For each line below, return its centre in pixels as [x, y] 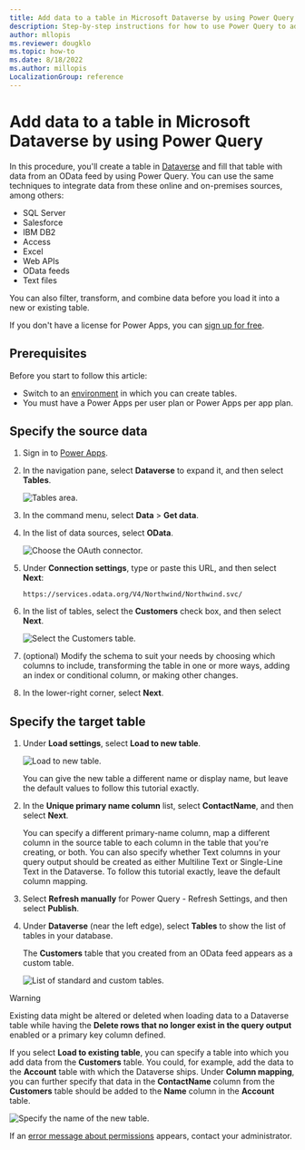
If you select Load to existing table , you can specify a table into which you [149, 1053]
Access [37, 241]
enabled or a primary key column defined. [88, 1035]
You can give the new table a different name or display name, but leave [155, 779]
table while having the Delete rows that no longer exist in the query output [151, 1026]
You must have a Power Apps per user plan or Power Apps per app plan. [157, 403]
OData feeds [46, 270]
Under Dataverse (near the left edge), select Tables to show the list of [154, 926]
